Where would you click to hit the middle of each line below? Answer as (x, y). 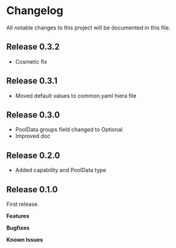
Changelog (35, 11)
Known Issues (25, 240)
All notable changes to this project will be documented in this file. (89, 28)
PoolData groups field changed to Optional (69, 130)
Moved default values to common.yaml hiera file (76, 96)
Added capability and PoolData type (61, 170)
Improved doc (33, 136)
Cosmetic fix (31, 61)
